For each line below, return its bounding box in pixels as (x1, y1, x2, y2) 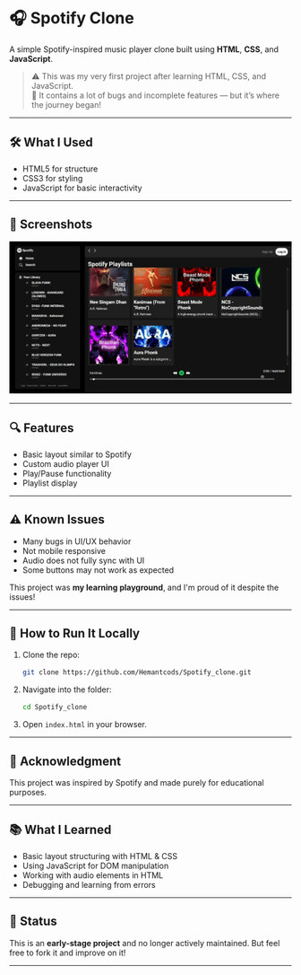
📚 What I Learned (9, 822, 112, 838)
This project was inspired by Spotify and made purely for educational (9, 777, 264, 788)
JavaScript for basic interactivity (21, 182, 142, 193)
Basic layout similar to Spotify (21, 449, 133, 460)
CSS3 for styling (21, 172, 83, 183)
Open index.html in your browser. (21, 719, 148, 730)
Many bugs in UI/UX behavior (21, 536, 132, 547)
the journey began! (30, 99, 101, 110)
